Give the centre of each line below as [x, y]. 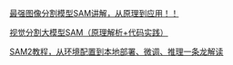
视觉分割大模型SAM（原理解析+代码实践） [89, 32]
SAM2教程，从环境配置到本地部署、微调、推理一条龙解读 [116, 51]
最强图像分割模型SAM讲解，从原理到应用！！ [94, 13]
